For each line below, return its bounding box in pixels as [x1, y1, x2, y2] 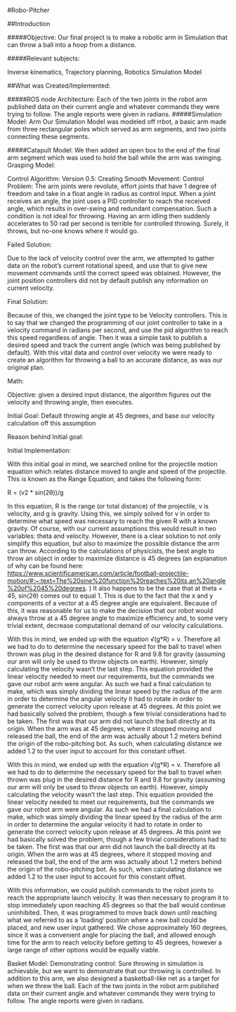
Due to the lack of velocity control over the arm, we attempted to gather [7, 254, 215, 262]
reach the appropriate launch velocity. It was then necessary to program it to [7, 893, 229, 902]
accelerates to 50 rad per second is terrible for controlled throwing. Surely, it [7, 219, 229, 228]
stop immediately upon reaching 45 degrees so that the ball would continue [7, 901, 226, 909]
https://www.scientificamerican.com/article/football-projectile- [7, 569, 190, 577]
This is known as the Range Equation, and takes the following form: [7, 475, 202, 483]
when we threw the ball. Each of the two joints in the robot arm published [7, 982, 219, 990]
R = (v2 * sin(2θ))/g [7, 488, 64, 497]
